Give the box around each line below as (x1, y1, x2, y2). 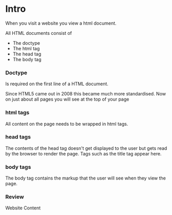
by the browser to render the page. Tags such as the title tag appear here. (5, 150, 162, 157)
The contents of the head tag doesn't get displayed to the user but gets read (5, 145, 167, 151)
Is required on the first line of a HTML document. (5, 81, 109, 87)
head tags (5, 133, 31, 141)
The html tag (12, 45, 40, 51)
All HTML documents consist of (5, 30, 72, 36)
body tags (5, 163, 31, 170)
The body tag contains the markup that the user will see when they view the (5, 175, 166, 181)
